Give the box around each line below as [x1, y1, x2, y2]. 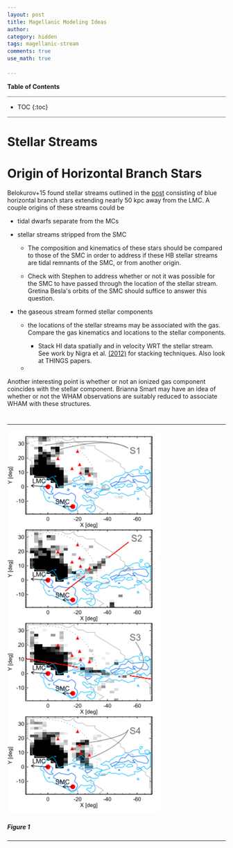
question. [27, 294, 55, 302]
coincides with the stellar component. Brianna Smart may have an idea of [7, 384, 216, 393]
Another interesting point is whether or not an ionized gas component [7, 377, 206, 385]
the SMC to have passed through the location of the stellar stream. [27, 279, 218, 287]
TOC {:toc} [17, 103, 49, 111]
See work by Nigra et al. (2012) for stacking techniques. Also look [37, 349, 225, 357]
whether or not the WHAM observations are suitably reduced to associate [7, 392, 218, 400]
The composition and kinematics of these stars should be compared [27, 244, 223, 252]
